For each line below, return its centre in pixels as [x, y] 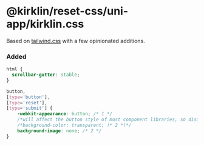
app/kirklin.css [45, 24]
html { [15, 69]
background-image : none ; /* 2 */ [59, 131]
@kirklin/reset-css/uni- [67, 11]
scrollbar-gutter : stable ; [46, 75]
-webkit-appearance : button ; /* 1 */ [65, 114]
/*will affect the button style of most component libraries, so [102, 120]
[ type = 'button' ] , [28, 97]
